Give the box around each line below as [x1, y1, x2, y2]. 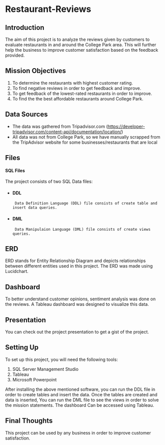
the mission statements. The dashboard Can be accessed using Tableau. [5, 402, 155, 408]
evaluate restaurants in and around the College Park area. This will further [5, 42, 157, 48]
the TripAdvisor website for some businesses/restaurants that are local [12, 139, 158, 145]
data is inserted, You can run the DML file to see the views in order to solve [5, 397, 159, 403]
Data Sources [5, 110, 48, 119]
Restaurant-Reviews [5, 3, 91, 15]
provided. [5, 52, 25, 58]
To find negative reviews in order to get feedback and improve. [12, 85, 142, 91]
